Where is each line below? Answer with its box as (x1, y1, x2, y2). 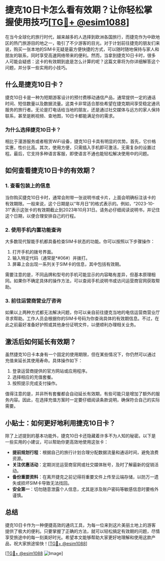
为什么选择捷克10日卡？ (5, 126, 61, 133)
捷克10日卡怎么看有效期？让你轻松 (5, 4, 144, 16)
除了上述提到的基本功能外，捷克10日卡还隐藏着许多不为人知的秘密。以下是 (5, 433, 156, 439)
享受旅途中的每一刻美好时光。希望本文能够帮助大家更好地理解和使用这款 (5, 534, 151, 540)
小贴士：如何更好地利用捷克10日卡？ (5, 419, 116, 427)
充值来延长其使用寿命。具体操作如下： (5, 358, 82, 364)
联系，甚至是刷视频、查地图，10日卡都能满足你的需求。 (5, 112, 117, 118)
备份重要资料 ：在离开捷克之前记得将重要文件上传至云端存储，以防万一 (12, 474, 155, 479)
